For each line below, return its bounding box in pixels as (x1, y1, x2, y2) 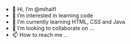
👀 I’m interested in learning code (12, 12, 93, 19)
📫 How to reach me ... (12, 32, 69, 38)
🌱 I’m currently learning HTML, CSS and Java (12, 18, 126, 25)
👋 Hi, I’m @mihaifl (12, 6, 56, 12)
